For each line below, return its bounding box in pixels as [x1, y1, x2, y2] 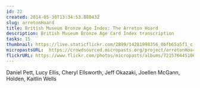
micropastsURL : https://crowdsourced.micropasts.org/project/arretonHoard [6, 47, 198, 53]
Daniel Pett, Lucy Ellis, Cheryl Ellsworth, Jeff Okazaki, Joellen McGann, [6, 69, 180, 76]
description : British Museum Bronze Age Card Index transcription [6, 31, 174, 37]
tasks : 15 [6, 36, 31, 42]
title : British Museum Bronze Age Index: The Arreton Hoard [6, 25, 159, 31]
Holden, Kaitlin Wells [6, 75, 57, 82]
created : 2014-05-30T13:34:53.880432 [6, 14, 100, 20]
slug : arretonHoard [6, 19, 55, 25]
